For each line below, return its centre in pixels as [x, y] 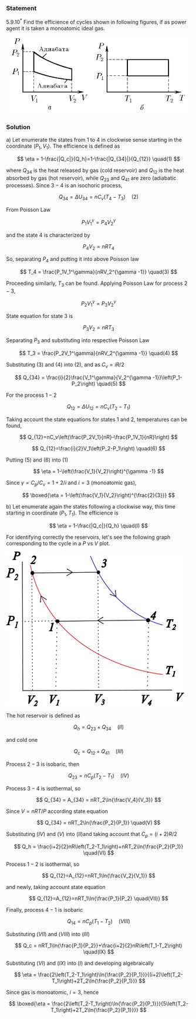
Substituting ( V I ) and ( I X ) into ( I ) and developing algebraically [80, 963]
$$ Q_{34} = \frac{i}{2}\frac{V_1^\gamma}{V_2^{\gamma [83, 377]
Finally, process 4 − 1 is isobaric [45, 910]
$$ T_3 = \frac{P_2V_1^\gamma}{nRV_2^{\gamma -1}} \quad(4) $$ [99, 353]
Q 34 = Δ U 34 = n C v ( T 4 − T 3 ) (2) [99, 198]
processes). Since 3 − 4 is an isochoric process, [64, 185]
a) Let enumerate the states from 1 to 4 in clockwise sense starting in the [94, 140]
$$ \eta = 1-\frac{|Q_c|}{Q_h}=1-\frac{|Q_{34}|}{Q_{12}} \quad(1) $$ [99, 159]
